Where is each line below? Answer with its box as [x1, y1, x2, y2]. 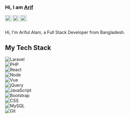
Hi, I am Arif [5, 4, 34, 11]
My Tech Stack [5, 43, 51, 52]
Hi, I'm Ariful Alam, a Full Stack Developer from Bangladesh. [5, 30, 125, 35]
